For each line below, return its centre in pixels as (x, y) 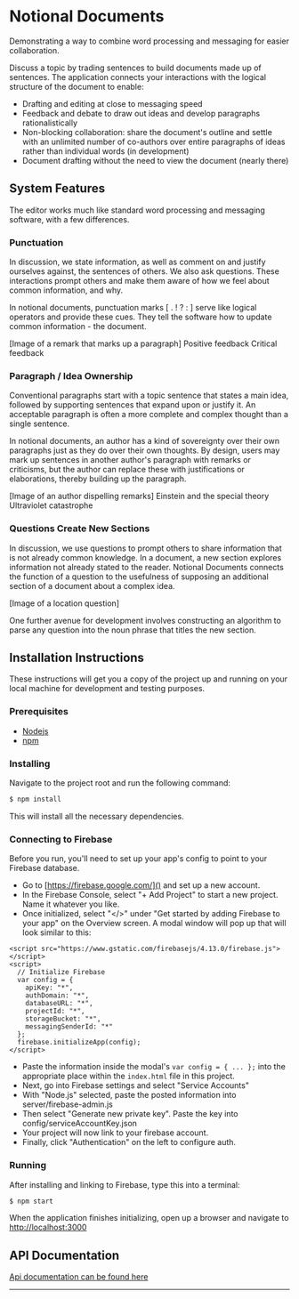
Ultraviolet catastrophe (51, 505)
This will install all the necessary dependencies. (97, 816)
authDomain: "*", (57, 996)
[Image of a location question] (65, 603)
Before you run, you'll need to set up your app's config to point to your (138, 859)
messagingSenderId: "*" (69, 1027)
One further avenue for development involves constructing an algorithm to (145, 620)
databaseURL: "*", (59, 1004)
